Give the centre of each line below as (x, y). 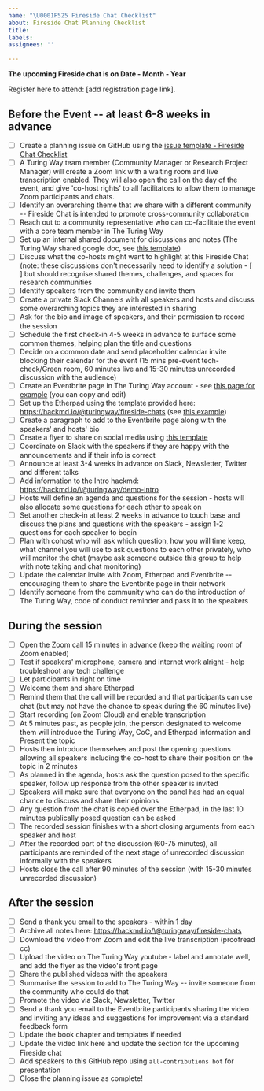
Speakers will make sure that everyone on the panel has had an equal (132, 792)
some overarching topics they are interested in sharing (108, 309)
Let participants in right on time (70, 679)
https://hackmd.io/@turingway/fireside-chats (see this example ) (123, 411)
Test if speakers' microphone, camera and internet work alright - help (132, 662)
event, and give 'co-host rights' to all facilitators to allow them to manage (137, 188)
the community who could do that (74, 992)
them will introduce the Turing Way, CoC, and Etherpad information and (135, 732)
